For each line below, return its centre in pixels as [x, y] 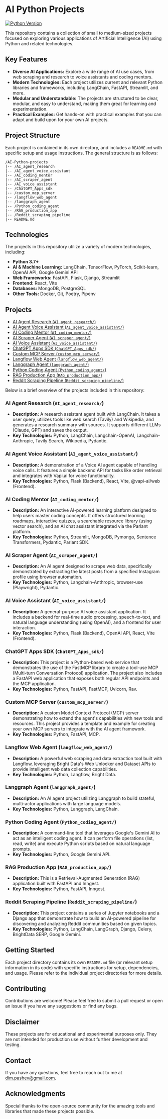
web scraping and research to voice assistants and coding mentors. [82, 77]
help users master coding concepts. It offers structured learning [78, 516]
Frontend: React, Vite [35, 283]
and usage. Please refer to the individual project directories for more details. [84, 973]
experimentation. [30, 109]
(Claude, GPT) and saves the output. [50, 430]
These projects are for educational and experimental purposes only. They [81, 1034]
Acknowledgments [36, 1094]
